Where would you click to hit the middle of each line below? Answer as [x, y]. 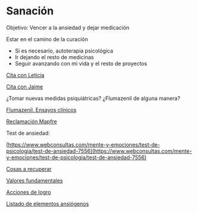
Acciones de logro [29, 192]
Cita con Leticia [25, 75]
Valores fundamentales [35, 180]
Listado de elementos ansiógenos [48, 203]
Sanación [30, 11]
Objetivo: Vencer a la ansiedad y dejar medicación [68, 28]
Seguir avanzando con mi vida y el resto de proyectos [81, 63]
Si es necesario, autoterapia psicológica [64, 51]
